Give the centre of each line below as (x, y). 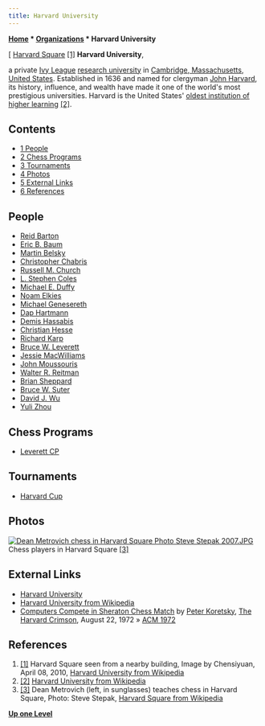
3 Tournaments (45, 166)
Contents (32, 129)
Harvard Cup (41, 496)
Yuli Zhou (36, 407)
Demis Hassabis (47, 322)
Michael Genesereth (53, 304)
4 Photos (35, 174)
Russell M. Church (50, 270)
